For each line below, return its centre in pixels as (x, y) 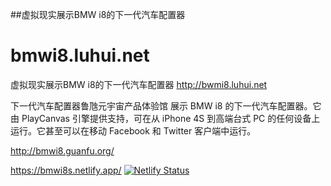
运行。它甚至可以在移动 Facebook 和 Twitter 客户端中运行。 (133, 130)
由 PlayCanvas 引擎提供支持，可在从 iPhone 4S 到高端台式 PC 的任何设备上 (165, 118)
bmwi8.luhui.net (80, 55)
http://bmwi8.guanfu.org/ (62, 150)
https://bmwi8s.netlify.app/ (66, 170)
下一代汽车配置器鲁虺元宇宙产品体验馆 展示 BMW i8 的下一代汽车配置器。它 (166, 105)
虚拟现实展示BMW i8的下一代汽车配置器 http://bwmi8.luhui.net (139, 84)
